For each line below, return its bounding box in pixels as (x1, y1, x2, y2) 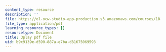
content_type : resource (5, 7, 54, 12)
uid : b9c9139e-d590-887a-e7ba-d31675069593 (5, 40, 96, 45)
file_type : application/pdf (5, 21, 63, 26)
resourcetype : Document (5, 30, 54, 35)
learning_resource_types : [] (5, 26, 65, 31)
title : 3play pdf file (5, 35, 52, 40)
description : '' (5, 12, 39, 17)
